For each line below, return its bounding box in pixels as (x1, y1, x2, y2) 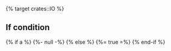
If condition (5, 22, 50, 32)
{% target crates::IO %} (5, 5, 64, 12)
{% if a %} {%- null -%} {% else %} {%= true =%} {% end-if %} (5, 38, 166, 46)
